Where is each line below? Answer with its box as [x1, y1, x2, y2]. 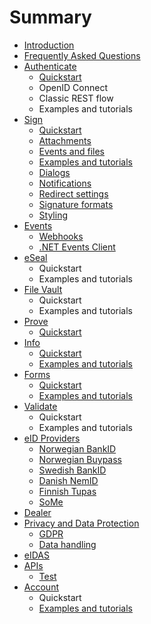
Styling [38, 209, 69, 221]
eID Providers [23, 432, 81, 444]
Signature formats [38, 198, 114, 210]
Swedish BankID [38, 464, 107, 476]
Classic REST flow [38, 92, 114, 104]
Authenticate [23, 60, 77, 72]
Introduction [23, 39, 75, 51]
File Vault [23, 283, 63, 295]
